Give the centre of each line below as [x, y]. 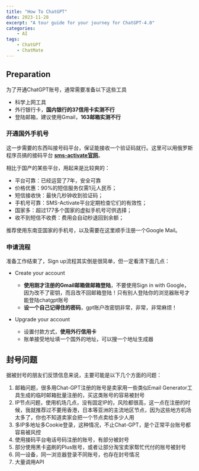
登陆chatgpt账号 [49, 300]
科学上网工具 [30, 102]
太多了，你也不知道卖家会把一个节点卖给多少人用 [74, 417]
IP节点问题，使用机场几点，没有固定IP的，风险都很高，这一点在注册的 [100, 402]
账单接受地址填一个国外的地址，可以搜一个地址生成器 [89, 339]
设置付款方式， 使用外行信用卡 [60, 332]
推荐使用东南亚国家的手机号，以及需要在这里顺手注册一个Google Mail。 [93, 230]
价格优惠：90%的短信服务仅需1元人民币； [66, 188]
